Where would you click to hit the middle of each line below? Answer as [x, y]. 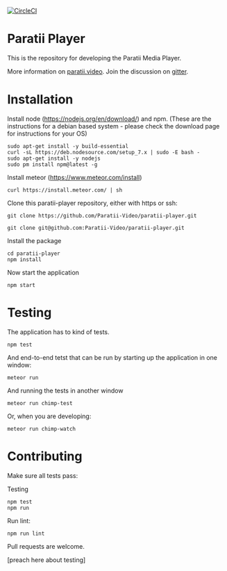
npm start [22, 285]
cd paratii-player [34, 254]
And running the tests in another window [65, 390]
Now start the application [43, 272]
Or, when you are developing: [49, 416]
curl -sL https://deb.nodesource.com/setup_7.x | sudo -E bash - [103, 152]
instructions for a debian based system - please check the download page [113, 126]
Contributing [45, 456]
